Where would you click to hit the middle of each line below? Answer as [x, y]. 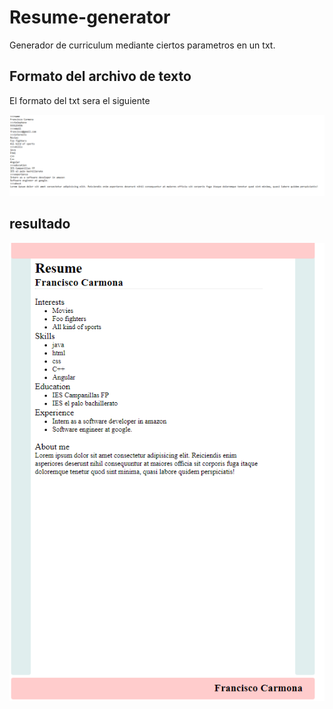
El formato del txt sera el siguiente [80, 100]
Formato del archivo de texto [100, 76]
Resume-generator [90, 17]
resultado [40, 224]
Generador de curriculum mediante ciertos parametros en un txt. [142, 45]
